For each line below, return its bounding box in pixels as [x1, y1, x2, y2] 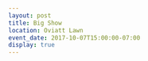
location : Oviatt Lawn [8, 26, 84, 34]
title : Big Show [8, 19, 62, 27]
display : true [8, 41, 56, 49]
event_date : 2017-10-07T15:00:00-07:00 [8, 33, 141, 42]
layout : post [8, 11, 52, 20]
